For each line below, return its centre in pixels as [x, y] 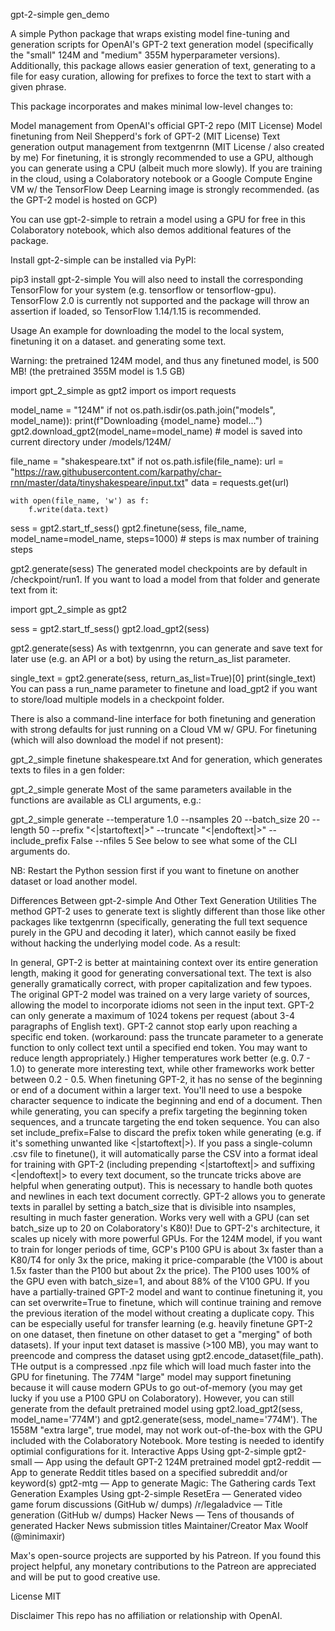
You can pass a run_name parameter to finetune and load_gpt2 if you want [164, 688]
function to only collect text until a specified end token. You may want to [159, 1047]
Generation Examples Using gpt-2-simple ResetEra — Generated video [156, 1493]
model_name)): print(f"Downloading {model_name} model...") [136, 420]
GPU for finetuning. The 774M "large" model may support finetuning [151, 1377]
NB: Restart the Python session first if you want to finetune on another [155, 870]
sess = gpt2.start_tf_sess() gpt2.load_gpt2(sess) [110, 628]
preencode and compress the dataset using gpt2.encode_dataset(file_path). [167, 1355]
